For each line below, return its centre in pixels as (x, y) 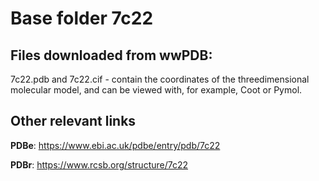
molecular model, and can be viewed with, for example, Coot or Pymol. (156, 90)
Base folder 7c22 (82, 18)
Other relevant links (73, 121)
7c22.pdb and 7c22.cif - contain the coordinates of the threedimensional (160, 79)
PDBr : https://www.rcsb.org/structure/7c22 (99, 164)
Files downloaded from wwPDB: (111, 55)
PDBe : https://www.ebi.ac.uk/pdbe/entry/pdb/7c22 (115, 145)
